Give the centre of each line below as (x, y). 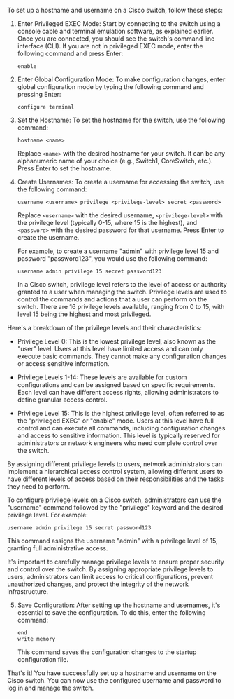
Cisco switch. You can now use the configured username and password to (114, 680)
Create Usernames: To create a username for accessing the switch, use (120, 182)
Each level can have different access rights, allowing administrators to (118, 392)
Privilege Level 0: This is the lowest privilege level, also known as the (117, 341)
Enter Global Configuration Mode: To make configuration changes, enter (121, 79)
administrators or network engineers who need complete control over (117, 443)
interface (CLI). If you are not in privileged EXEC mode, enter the (110, 46)
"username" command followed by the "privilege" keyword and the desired (115, 507)
